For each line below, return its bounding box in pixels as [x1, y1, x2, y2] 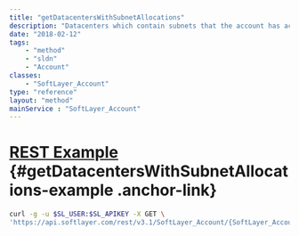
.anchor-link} [117, 180, 218, 200]
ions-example [9, 180, 114, 200]
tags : [9, 37, 29, 47]
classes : [9, 71, 42, 80]
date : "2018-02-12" [9, 29, 82, 38]
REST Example [9, 142, 118, 163]
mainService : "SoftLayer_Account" [9, 104, 141, 113]
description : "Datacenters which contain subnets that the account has [9, 21, 280, 30]
